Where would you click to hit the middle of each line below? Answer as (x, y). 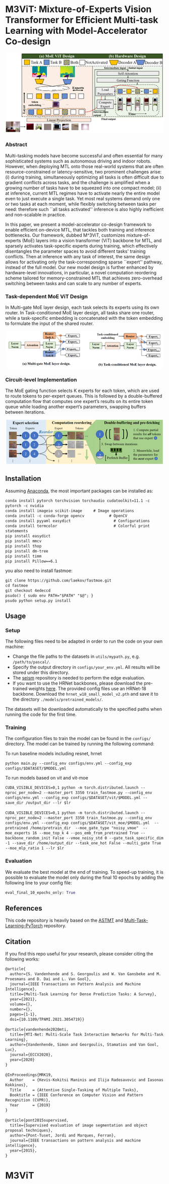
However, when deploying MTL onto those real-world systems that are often (84, 166)
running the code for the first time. (41, 714)
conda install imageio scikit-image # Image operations (70, 511)
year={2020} (22, 1060)
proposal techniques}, (29, 1131)
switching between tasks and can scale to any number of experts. (74, 283)
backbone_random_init (28, 838)
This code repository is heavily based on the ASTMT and (64, 920)
